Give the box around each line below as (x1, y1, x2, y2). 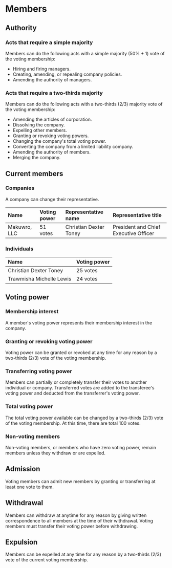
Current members (5, 169, 63, 178)
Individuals (5, 245, 34, 252)
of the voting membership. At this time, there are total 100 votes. (5, 420, 141, 426)
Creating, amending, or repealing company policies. (12, 71, 122, 77)
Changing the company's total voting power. (12, 138, 106, 144)
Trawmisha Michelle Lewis (8, 275, 72, 282)
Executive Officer (112, 230, 155, 237)
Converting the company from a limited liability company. (12, 144, 134, 150)
